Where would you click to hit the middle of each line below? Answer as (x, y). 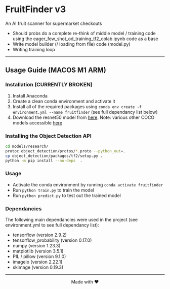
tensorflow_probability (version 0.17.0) (52, 240)
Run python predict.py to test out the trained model (67, 195)
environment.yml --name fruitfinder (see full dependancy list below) (85, 112)
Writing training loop (34, 49)
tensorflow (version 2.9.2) (40, 235)
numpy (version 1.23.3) (36, 246)
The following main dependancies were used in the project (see (72, 220)
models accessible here (37, 122)
